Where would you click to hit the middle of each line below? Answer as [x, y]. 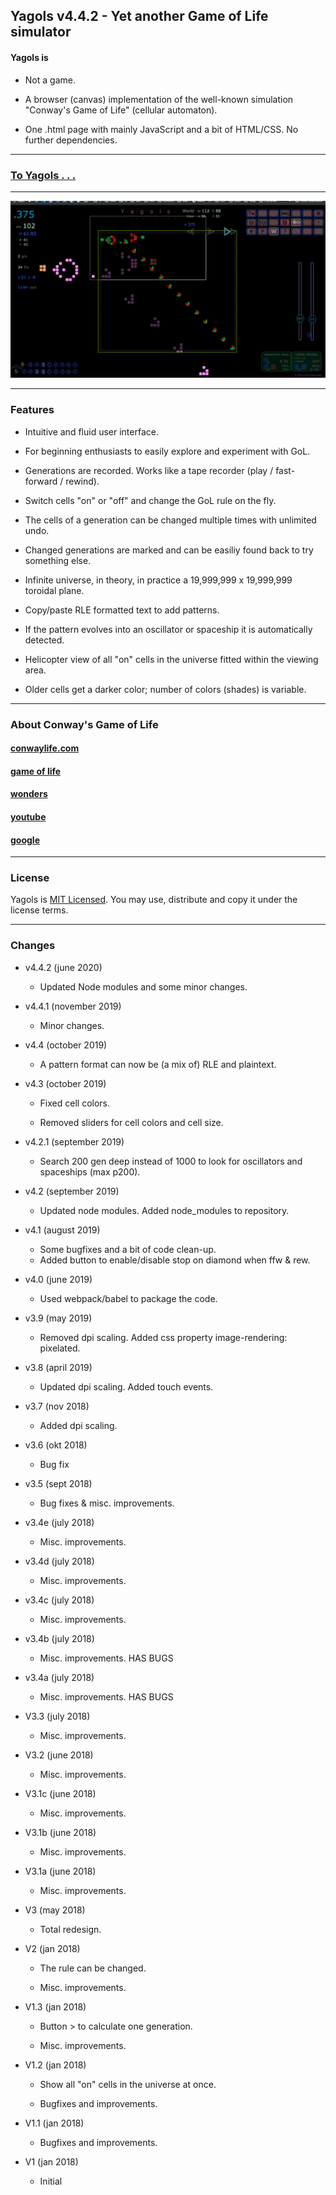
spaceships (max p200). [90, 1171]
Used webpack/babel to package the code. [128, 1298]
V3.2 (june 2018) [59, 1755]
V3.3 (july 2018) [57, 1716]
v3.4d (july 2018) [59, 1561]
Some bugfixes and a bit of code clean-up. [128, 1249]
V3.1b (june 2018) [60, 1832]
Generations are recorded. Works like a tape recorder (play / [149, 470]
